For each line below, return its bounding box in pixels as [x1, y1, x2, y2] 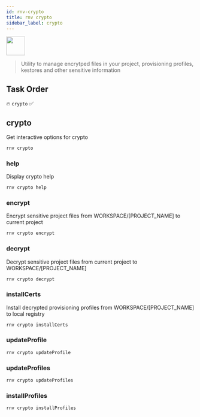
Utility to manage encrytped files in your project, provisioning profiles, [20, 61, 193, 68]
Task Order [6, 84, 49, 94]
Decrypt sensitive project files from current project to [6, 258, 138, 265]
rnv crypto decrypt [6, 276, 55, 282]
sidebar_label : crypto [6, 20, 63, 26]
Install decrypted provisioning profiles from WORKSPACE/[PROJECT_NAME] [6, 304, 195, 311]
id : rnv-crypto [6, 8, 44, 15]
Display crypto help [6, 173, 54, 180]
